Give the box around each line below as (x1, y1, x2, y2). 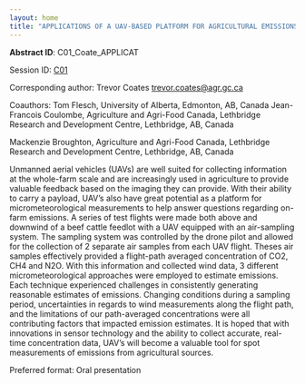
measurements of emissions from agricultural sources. (9, 347, 214, 358)
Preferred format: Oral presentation (9, 364, 142, 375)
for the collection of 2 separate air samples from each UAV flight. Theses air (9, 241, 294, 251)
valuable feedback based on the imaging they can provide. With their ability (9, 182, 292, 193)
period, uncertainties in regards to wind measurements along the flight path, (9, 299, 294, 310)
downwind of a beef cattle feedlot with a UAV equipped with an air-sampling (9, 222, 295, 232)
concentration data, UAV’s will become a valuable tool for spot (27, 337, 261, 348)
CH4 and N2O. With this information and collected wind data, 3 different (9, 260, 279, 271)
